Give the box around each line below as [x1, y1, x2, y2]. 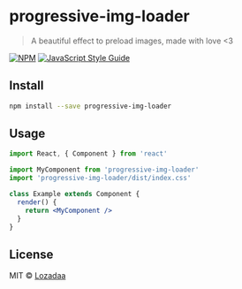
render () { [17, 197, 57, 207]
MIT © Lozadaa [9, 270, 66, 281]
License [9, 247, 54, 262]
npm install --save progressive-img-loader [9, 102, 172, 110]
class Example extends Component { [9, 190, 140, 199]
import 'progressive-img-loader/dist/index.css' [9, 174, 192, 183]
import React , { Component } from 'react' [9, 149, 168, 158]
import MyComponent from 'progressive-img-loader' [9, 165, 200, 174]
